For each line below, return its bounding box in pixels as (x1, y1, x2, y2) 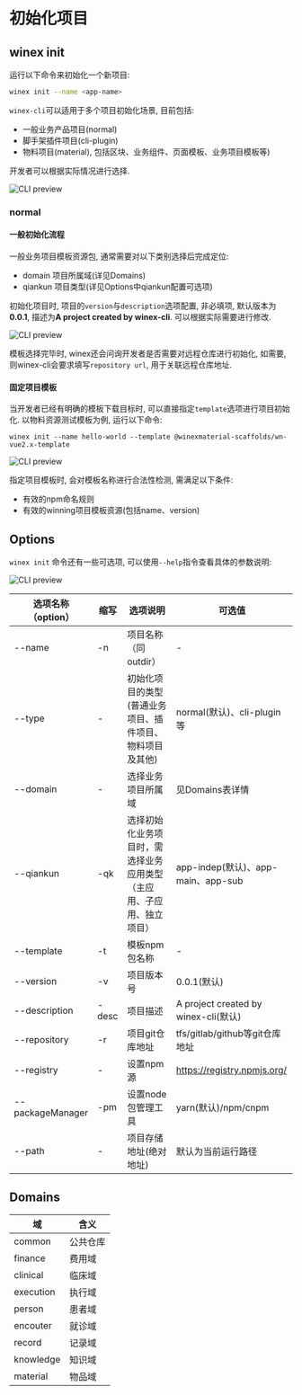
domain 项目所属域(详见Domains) (22, 271, 147, 280)
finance (13, 1251, 47, 1264)
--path (13, 1145, 45, 1158)
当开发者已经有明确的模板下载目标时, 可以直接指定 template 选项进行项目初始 (9, 404, 290, 414)
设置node (127, 1088, 167, 1101)
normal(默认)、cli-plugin (175, 706, 281, 719)
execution (13, 1285, 56, 1298)
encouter (13, 1319, 52, 1331)
